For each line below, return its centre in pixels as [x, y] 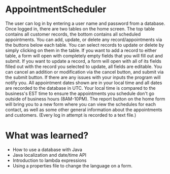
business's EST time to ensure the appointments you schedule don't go [80, 93]
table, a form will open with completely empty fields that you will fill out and [84, 56]
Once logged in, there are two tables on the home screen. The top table [80, 28]
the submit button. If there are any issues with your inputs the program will [83, 77]
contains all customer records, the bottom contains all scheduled [73, 34]
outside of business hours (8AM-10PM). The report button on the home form [85, 99]
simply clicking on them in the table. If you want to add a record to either [81, 50]
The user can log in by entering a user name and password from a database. [85, 23]
